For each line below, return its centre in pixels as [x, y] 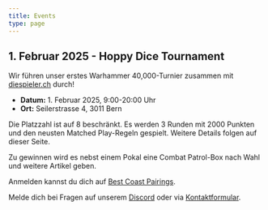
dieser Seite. [30, 142]
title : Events [32, 16]
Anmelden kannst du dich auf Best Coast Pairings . [92, 182]
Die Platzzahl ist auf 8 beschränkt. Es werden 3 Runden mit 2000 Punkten [132, 124]
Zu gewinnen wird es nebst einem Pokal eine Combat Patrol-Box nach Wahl [134, 157]
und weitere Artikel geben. [53, 166]
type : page [27, 24]
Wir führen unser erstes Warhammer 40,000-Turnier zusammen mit [121, 76]
